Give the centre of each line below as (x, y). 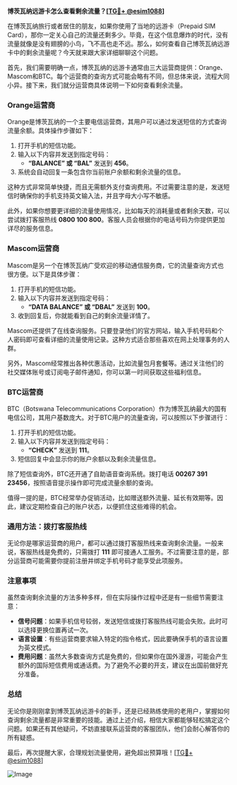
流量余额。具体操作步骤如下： (50, 130)
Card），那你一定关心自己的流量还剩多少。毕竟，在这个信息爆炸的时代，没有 (118, 35)
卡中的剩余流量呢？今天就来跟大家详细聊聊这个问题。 (85, 53)
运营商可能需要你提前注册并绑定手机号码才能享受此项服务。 (100, 561)
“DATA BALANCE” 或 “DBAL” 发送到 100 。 (91, 307)
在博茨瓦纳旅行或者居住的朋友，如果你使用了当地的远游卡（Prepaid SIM (111, 26)
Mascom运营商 (34, 248)
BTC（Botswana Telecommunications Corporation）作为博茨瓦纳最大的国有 (117, 408)
